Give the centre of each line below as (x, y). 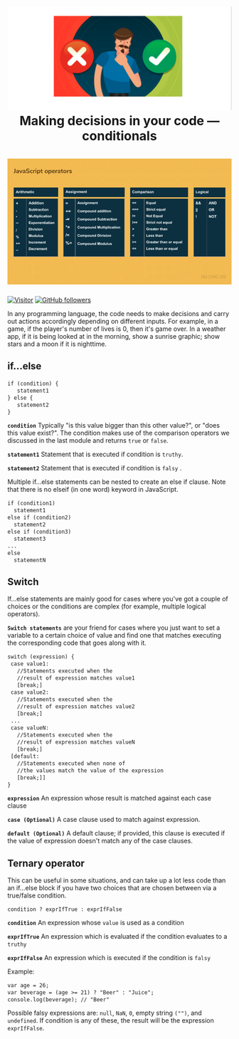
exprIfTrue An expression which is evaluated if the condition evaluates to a (117, 937)
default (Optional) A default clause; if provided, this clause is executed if (116, 833)
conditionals (119, 136)
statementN (30, 560)
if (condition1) (31, 503)
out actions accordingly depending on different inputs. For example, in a (113, 321)
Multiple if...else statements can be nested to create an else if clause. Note (117, 482)
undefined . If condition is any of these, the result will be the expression (111, 1020)
